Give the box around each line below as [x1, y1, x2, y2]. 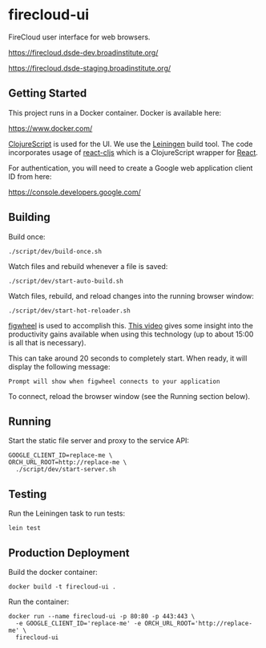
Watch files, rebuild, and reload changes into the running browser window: [8, 291, 255, 300]
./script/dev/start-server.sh [15, 466, 116, 474]
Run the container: [8, 597, 70, 606]
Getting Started [8, 87, 87, 100]
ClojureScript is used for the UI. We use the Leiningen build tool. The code [8, 139, 253, 149]
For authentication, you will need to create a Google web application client [8, 163, 253, 173]
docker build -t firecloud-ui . [8, 583, 116, 591]
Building [8, 210, 50, 224]
